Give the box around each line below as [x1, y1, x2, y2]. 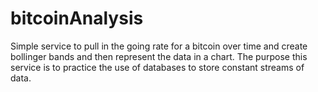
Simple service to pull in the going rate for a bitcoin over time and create [10, 40, 308, 52]
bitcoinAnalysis [10, 7, 144, 30]
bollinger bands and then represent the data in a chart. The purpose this [10, 50, 308, 62]
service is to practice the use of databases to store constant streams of [10, 61, 305, 73]
